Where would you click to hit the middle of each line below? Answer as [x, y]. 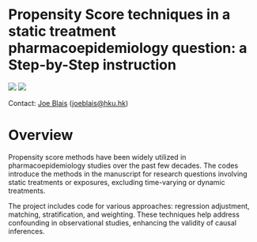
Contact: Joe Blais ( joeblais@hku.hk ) [68, 103]
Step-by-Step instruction [92, 65]
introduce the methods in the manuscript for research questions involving [128, 174]
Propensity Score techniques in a [119, 15]
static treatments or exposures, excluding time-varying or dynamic [117, 182]
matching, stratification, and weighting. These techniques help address [124, 214]
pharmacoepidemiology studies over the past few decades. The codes [123, 165]
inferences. [26, 231]
